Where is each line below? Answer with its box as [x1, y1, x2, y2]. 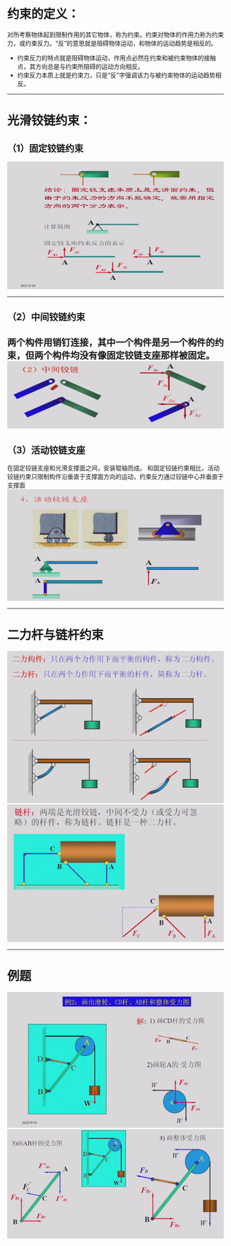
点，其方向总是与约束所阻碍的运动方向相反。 [16, 62, 144, 70]
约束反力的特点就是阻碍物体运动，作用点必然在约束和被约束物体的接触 [16, 53, 217, 62]
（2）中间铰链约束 [7, 311, 86, 323]
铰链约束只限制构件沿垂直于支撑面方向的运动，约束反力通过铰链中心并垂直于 [7, 473, 224, 481]
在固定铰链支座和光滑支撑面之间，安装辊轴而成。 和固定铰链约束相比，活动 [7, 464, 220, 473]
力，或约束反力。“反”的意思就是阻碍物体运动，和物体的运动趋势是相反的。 [7, 39, 218, 47]
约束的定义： [7, 6, 80, 22]
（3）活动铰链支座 [7, 444, 86, 456]
